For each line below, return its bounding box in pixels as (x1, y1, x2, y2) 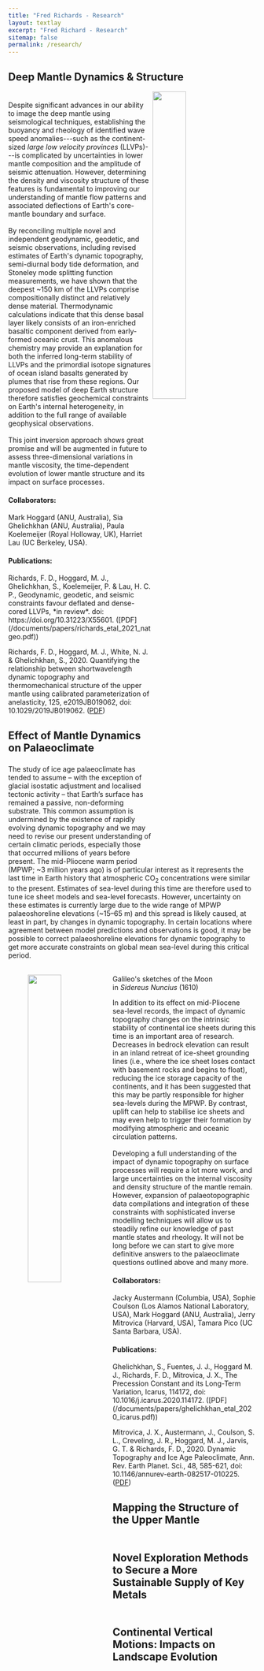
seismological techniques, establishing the (8, 117, 146, 126)
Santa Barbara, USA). (112, 1327, 182, 1336)
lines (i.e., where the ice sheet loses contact (112, 1056, 255, 1066)
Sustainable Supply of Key (112, 1576, 245, 1589)
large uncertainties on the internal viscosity (112, 1174, 253, 1183)
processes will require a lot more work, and (112, 1165, 253, 1174)
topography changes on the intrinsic (112, 1014, 230, 1024)
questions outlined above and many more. (112, 1257, 249, 1267)
